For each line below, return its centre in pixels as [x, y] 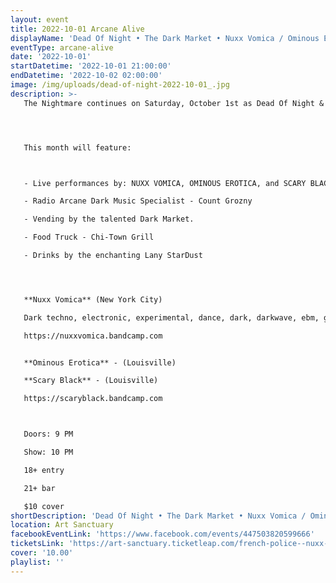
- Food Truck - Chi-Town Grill [89, 237]
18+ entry [44, 470]
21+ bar [39, 488]
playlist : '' [37, 562]
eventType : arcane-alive [62, 47]
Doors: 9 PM [48, 434]
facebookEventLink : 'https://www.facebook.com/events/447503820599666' [162, 534]
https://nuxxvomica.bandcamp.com [93, 336]
